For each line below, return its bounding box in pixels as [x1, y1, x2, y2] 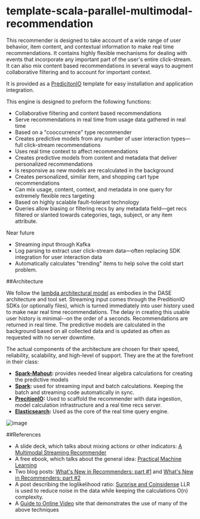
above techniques [14, 506, 59, 513]
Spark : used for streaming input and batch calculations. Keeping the [14, 382, 183, 389]
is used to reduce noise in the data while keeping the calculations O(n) [14, 487, 188, 494]
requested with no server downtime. [6, 334, 96, 341]
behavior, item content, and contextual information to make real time [6, 43, 174, 50]
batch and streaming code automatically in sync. [14, 389, 135, 396]
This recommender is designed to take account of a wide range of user [6, 36, 181, 44]
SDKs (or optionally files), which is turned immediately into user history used [6, 302, 195, 309]
